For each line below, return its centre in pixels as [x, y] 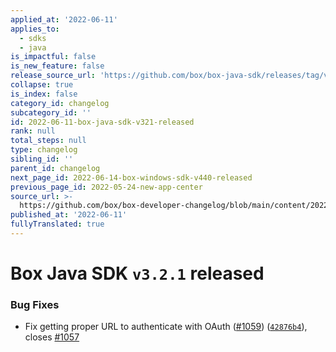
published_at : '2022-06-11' [69, 215]
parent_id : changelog [55, 168]
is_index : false [44, 94]
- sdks [33, 38]
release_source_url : [53, 76]
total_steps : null [48, 141]
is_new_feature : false [57, 66]
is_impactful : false [53, 57]
